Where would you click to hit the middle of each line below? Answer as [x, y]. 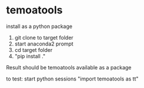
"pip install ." [30, 56]
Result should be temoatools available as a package [69, 67]
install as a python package [39, 26]
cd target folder [34, 50]
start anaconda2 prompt [44, 44]
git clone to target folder [44, 37]
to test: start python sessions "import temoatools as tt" [73, 79]
